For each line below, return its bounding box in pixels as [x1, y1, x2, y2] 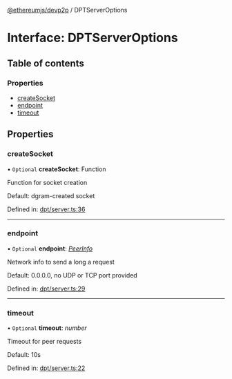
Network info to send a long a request [7, 257, 115, 266]
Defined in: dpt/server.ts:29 [7, 284, 86, 293]
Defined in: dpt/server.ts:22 [7, 364, 86, 372]
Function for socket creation [7, 178, 88, 186]
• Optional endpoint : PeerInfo [7, 244, 93, 253]
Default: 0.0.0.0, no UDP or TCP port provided [7, 271, 138, 279]
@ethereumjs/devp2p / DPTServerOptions [7, 6, 128, 14]
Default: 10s [7, 351, 41, 359]
